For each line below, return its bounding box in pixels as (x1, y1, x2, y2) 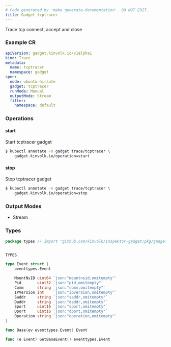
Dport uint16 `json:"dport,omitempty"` (14, 309, 108, 314)
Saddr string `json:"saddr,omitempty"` (14, 294, 108, 299)
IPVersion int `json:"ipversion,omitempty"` (14, 290, 117, 295)
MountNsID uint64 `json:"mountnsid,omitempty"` (14, 275, 117, 281)
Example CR (5, 39, 36, 46)
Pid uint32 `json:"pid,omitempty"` (14, 281, 103, 286)
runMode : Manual (10, 88, 44, 94)
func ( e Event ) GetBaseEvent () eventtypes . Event (5, 337, 110, 342)
